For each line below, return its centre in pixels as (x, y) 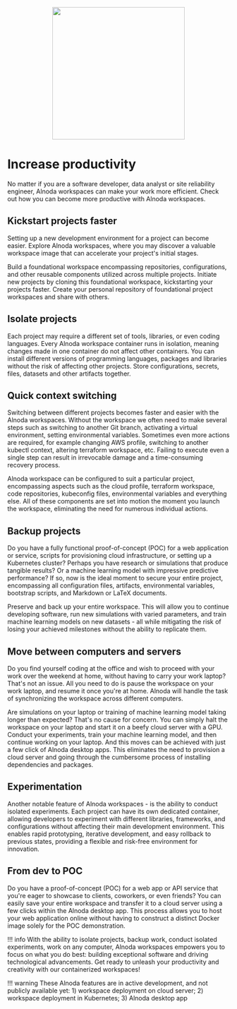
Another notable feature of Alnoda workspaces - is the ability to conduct (113, 804)
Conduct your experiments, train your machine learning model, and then (112, 735)
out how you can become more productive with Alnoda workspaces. (107, 198)
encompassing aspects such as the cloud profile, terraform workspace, (111, 486)
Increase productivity (72, 164)
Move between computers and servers (94, 651)
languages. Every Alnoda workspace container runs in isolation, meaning (113, 343)
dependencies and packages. (50, 765)
